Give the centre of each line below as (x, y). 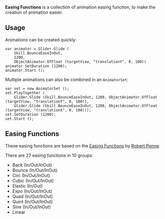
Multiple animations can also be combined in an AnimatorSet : (67, 79)
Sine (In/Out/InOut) (32, 207)
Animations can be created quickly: (41, 39)
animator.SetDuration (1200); (36, 66)
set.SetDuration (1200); (31, 114)
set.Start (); (20, 119)
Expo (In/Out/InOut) (32, 191)
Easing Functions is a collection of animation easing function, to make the (81, 7)
